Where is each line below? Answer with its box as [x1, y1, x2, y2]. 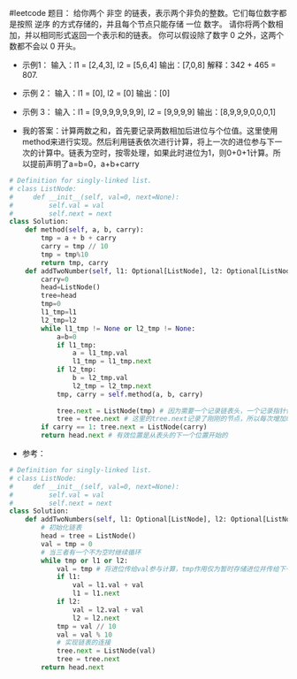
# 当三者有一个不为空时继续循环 [41, 547, 141, 557]
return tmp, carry [41, 258, 109, 267]
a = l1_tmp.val [72, 348, 128, 358]
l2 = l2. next [72, 614, 121, 622]
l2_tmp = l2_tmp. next [72, 381, 152, 391]
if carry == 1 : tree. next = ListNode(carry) [41, 423, 208, 431]
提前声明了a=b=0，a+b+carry [29, 158, 140, 169]
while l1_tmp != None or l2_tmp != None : [41, 324, 196, 333]
